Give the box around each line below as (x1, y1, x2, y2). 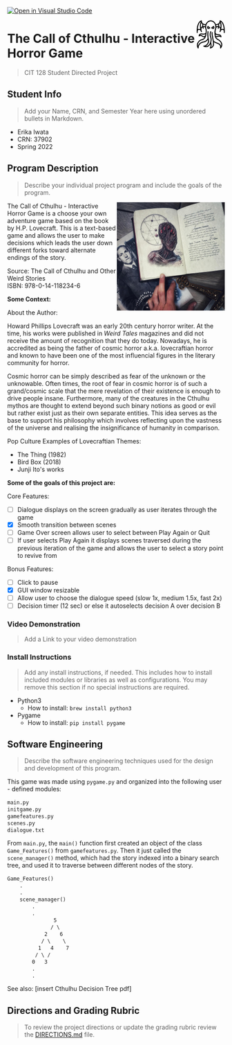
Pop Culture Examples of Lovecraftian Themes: (7, 437, 142, 445)
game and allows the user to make (7, 231, 105, 239)
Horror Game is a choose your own (7, 209, 107, 218)
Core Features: (7, 492, 50, 500)
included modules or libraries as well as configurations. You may (23, 676, 208, 684)
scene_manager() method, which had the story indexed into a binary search (7, 854, 220, 862)
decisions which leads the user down (7, 238, 113, 247)
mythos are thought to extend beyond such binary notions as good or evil (7, 401, 216, 410)
